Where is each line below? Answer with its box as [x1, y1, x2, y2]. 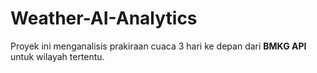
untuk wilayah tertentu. [10, 50, 105, 62]
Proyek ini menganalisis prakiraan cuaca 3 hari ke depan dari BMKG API [10, 40, 307, 52]
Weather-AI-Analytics [10, 7, 198, 30]
